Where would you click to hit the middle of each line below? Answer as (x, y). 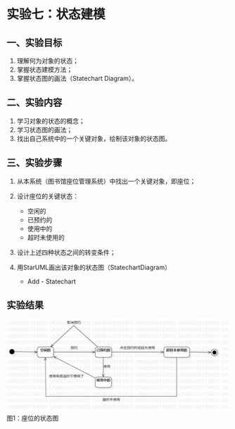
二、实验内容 (34, 103)
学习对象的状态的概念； (51, 121)
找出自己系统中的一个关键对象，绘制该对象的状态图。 (94, 139)
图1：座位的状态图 (33, 418)
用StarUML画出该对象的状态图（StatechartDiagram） (94, 267)
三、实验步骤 (34, 163)
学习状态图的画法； (45, 129)
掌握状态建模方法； (45, 70)
